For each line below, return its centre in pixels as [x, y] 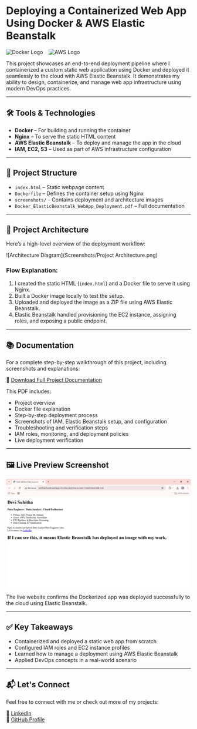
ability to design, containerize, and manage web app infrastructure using [94, 82]
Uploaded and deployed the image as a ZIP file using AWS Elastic [94, 302]
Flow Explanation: [32, 270]
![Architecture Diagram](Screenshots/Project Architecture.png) [82, 255]
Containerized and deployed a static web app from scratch [86, 641]
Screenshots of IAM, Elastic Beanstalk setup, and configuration [91, 422]
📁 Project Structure [42, 173]
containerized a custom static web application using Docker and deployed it [98, 69]
